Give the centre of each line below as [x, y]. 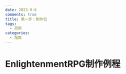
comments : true [21, 14]
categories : [17, 33]
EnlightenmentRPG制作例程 [63, 64]
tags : [11, 24]
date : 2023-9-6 [21, 10]
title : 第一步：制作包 [26, 19]
